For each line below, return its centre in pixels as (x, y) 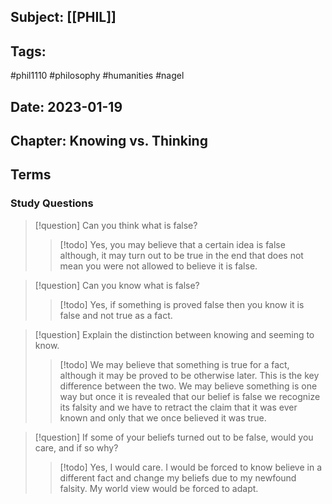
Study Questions (52, 203)
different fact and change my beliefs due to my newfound (178, 477)
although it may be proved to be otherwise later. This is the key (189, 375)
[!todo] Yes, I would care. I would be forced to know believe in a (191, 467)
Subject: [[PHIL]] (63, 17)
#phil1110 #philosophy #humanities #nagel (97, 76)
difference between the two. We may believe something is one (188, 386)
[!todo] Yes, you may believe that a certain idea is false (172, 244)
